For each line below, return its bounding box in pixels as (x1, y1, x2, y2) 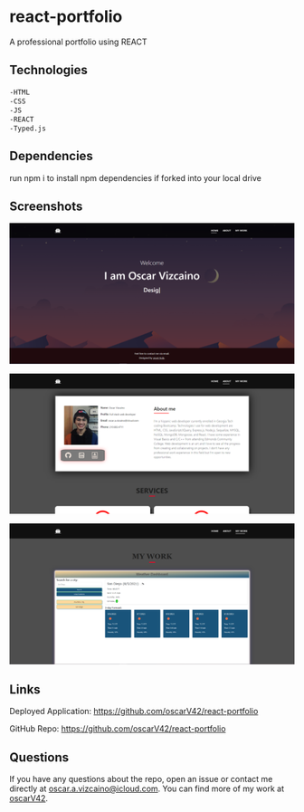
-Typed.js (9, 124, 47, 133)
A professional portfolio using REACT (9, 36, 147, 47)
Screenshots (9, 198, 83, 214)
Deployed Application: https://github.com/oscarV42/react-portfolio (9, 706, 259, 717)
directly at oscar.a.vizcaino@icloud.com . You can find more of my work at (9, 783, 285, 794)
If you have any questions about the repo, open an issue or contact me (9, 774, 273, 785)
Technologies (9, 62, 89, 78)
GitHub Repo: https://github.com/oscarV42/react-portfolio (9, 723, 226, 734)
